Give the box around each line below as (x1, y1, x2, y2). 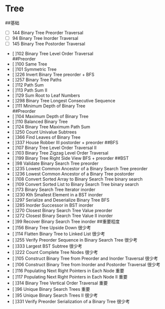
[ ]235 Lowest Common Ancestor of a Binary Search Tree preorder (12, 166, 148, 172)
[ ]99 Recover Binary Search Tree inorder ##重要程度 (12, 218, 120, 224)
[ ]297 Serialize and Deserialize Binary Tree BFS (12, 197, 110, 203)
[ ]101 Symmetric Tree (12, 66, 57, 72)
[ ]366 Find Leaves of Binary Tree (12, 134, 81, 140)
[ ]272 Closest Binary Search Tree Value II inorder (12, 213, 113, 219)
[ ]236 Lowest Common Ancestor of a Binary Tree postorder (12, 171, 134, 177)
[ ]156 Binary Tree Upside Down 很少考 (12, 225, 91, 231)
